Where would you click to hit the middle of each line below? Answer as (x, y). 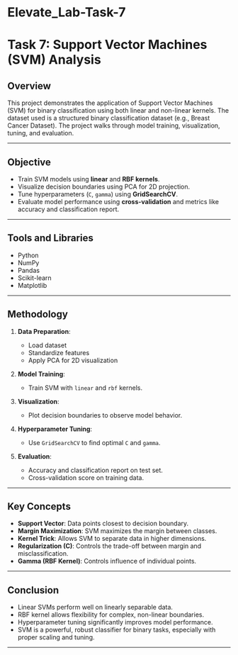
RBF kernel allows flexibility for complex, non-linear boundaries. (110, 615)
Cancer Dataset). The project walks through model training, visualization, (114, 125)
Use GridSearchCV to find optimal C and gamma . (94, 442)
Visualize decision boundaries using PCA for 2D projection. (104, 186)
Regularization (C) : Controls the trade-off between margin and (109, 546)
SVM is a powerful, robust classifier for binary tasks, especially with (117, 630)
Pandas (29, 270)
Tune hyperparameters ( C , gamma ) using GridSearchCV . (98, 194)
